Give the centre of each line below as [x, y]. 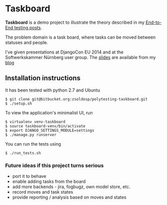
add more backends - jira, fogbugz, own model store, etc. [71, 187]
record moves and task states [43, 192]
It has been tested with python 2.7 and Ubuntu [53, 90]
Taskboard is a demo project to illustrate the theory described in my [75, 22]
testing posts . [28, 27]
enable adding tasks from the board [49, 182]
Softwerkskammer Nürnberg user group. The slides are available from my [81, 57]
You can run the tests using [33, 144]
